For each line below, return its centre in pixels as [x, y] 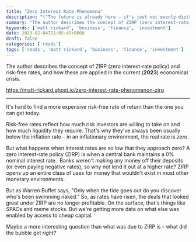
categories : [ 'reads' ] [34, 44]
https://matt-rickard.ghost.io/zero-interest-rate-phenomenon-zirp [85, 90]
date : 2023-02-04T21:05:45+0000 [45, 33]
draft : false [22, 39]
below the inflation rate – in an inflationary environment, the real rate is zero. [97, 136]
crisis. [13, 78]
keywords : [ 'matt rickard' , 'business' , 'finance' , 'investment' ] [88, 28]
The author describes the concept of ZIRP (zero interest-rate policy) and [93, 66]
